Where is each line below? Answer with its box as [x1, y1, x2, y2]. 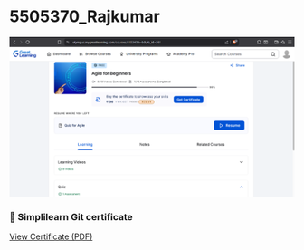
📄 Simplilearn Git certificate [9, 210, 133, 223]
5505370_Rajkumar [9, 6, 160, 27]
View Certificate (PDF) [9, 231, 93, 242]
